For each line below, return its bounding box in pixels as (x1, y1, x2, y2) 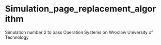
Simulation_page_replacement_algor (5, 3, 156, 14)
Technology (5, 34, 29, 40)
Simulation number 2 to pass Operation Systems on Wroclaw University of (5, 29, 153, 35)
